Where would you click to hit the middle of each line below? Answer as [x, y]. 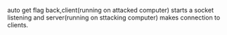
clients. [18, 25]
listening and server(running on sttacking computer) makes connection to [114, 17]
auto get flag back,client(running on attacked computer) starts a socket [111, 10]
